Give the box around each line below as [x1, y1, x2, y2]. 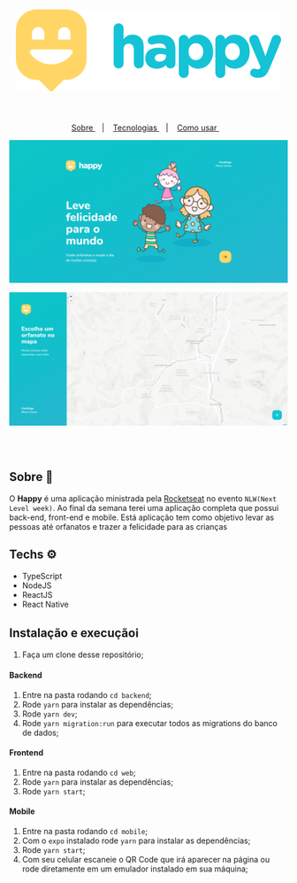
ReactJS [21, 589, 53, 600]
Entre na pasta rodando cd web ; [21, 767, 136, 778]
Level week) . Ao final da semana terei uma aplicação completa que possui [9, 502, 279, 513]
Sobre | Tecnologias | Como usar [71, 122, 217, 133]
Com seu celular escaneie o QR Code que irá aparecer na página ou [21, 855, 270, 865]
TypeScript [21, 570, 63, 581]
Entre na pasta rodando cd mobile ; [21, 826, 148, 837]
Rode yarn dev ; [21, 709, 78, 719]
